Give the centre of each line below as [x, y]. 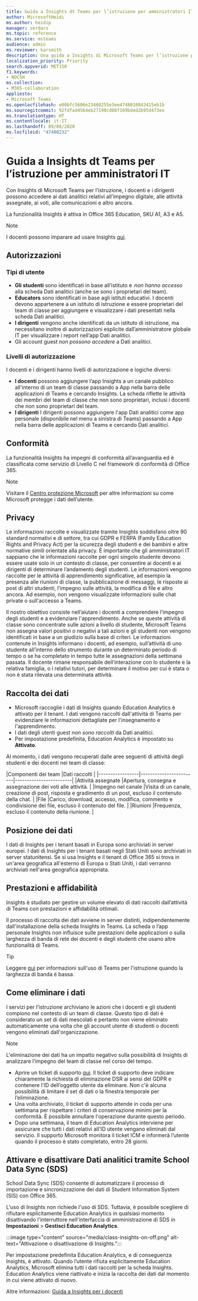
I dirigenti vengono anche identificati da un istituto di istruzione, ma [97, 322]
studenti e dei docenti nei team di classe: [56, 763]
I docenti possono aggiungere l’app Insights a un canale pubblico [94, 381]
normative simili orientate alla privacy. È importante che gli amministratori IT [98, 551]
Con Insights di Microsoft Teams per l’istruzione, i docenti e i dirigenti [90, 190]
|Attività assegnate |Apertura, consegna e [126, 780]
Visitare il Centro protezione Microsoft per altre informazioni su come [90, 493]
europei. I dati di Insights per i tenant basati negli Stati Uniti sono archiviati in [99, 851]
